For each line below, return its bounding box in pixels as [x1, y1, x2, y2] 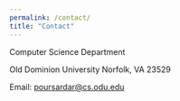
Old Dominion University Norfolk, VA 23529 [9, 64, 172, 75]
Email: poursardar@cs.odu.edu [9, 81, 125, 92]
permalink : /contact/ [9, 13, 91, 23]
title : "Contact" [9, 22, 75, 31]
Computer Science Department [9, 46, 126, 57]
